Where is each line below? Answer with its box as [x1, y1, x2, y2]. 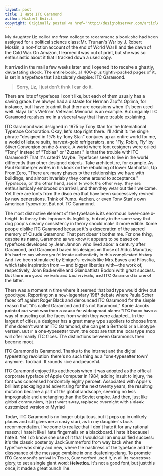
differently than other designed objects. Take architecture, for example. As [5, 160, 154, 165]
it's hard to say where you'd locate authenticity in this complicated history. [5, 252, 154, 258]
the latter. [5, 278, 24, 284]
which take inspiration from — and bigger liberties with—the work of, [5, 262, 143, 268]
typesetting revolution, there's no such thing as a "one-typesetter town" [5, 353, 149, 359]
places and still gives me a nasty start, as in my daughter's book [5, 419, 133, 425]
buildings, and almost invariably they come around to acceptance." [5, 175, 139, 181]
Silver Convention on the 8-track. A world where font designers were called [5, 144, 156, 150]
